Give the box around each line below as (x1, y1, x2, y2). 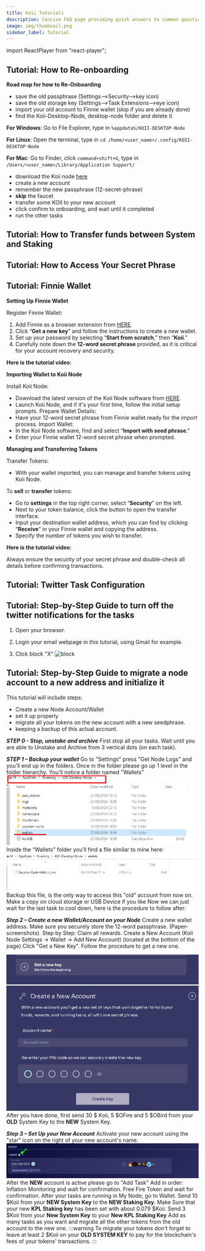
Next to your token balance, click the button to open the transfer (15, 505, 177, 513)
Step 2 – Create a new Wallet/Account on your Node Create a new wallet (6, 917, 192, 924)
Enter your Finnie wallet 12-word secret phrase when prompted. (15, 433, 176, 440)
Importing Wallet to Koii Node (6, 371, 82, 378)
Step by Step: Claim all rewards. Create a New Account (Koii (41, 929, 193, 937)
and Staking (6, 239, 53, 249)
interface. (15, 512, 40, 520)
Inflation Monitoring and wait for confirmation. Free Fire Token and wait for (6, 1185, 194, 1193)
